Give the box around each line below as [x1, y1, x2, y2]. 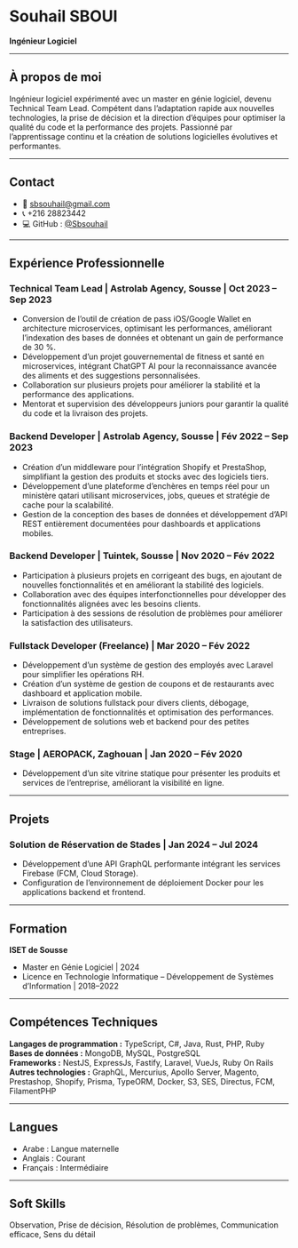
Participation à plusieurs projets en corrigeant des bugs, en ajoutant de [21, 570, 282, 580]
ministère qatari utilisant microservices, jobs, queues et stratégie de [21, 490, 271, 500]
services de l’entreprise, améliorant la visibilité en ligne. [21, 778, 224, 788]
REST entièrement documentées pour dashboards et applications [21, 518, 262, 529]
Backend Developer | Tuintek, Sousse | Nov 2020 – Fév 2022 [9, 549, 275, 562]
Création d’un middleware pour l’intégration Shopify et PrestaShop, [21, 461, 268, 472]
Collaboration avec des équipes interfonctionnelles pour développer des [21, 588, 286, 599]
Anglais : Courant [21, 1153, 86, 1164]
